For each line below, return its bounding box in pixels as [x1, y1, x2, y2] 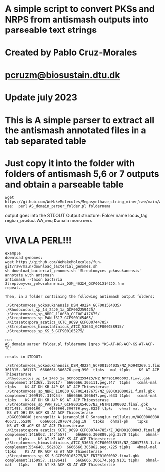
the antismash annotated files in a [5, 125, 146, 136]
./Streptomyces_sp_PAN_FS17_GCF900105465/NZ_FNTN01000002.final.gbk [5, 402, 148, 407]
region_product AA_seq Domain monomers [5, 218, 92, 223]
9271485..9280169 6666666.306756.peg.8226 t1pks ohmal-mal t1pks [5, 406, 157, 411]
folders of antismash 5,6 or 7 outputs [5, 168, 159, 180]
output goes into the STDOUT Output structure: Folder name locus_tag [5, 212, 148, 218]
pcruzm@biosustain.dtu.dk [5, 69, 120, 81]
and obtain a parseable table [5, 179, 124, 190]
